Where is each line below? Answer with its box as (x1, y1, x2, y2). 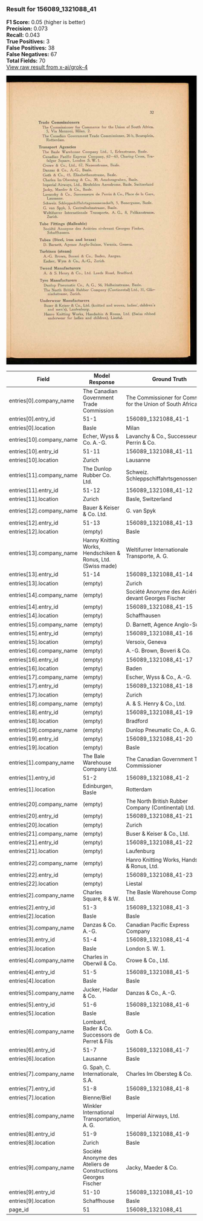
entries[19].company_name (8, 726, 78, 733)
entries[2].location (8, 912, 56, 920)
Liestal (126, 880, 143, 887)
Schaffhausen (126, 612, 161, 619)
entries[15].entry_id (8, 629, 59, 637)
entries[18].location (8, 718, 59, 725)
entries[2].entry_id (8, 903, 56, 911)
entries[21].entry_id (8, 839, 59, 846)
